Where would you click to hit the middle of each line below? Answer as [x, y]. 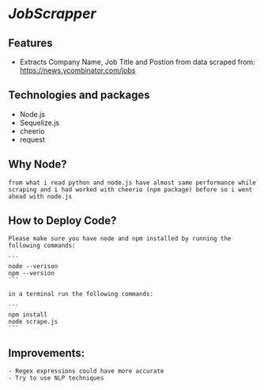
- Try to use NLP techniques [56, 378]
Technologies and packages [79, 95]
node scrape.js [33, 322]
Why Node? [38, 164]
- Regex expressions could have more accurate [86, 371]
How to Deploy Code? [62, 221]
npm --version [32, 274]
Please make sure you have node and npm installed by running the [120, 239]
